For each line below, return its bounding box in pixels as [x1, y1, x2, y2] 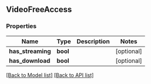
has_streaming [9, 47, 51, 55]
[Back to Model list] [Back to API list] [6, 71, 94, 78]
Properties [6, 22, 37, 30]
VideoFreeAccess [6, 5, 72, 15]
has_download [9, 57, 51, 65]
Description [76, 37, 110, 45]
